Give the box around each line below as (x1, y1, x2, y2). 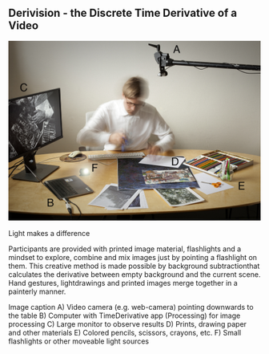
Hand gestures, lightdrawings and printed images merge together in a (8, 279, 238, 288)
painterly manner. (8, 287, 66, 296)
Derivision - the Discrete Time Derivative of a (8, 6, 238, 20)
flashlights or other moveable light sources (8, 336, 150, 346)
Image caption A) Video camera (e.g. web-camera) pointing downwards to (8, 303, 254, 312)
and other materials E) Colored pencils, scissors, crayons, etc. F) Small (8, 328, 242, 338)
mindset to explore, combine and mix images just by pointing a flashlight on (8, 253, 258, 262)
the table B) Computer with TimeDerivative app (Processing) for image (8, 311, 241, 320)
